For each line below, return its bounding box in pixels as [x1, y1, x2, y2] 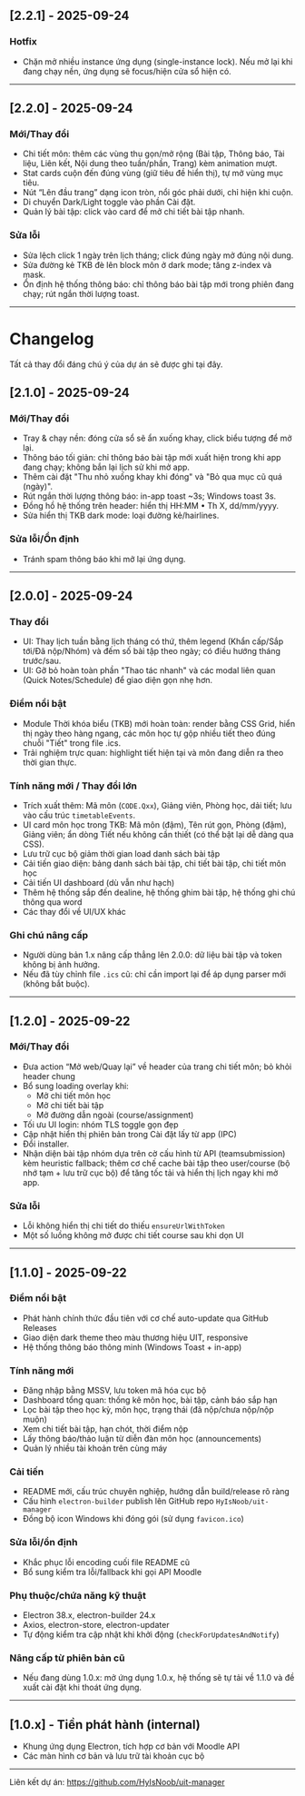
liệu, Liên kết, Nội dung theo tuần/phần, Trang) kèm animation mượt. [22, 158, 278, 169]
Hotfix [9, 35, 38, 48]
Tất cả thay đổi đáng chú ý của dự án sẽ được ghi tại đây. [9, 359, 223, 370]
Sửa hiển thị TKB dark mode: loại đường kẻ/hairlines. [22, 510, 220, 521]
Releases [22, 1322, 57, 1333]
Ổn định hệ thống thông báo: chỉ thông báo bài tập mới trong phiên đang [22, 278, 295, 290]
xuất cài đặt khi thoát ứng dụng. [22, 1682, 143, 1693]
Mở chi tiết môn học [35, 1090, 112, 1101]
